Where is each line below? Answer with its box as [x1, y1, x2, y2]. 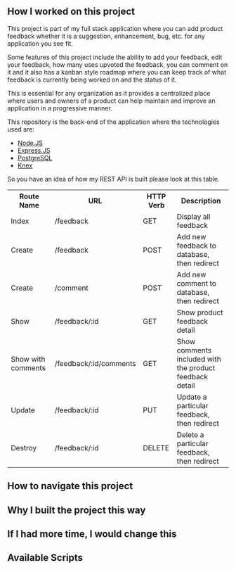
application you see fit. [7, 39, 74, 48]
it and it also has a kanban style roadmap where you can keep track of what [7, 68, 227, 76]
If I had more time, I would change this [7, 528, 177, 540]
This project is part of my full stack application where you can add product [7, 24, 223, 32]
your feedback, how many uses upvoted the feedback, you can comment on [7, 60, 228, 69]
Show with [11, 354, 46, 364]
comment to [176, 278, 216, 288]
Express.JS [17, 146, 51, 154]
